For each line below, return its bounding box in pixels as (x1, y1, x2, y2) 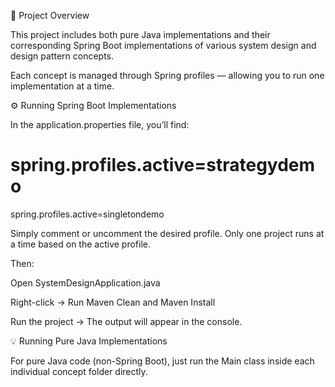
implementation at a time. (10, 80, 115, 92)
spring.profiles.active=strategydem (10, 154, 316, 177)
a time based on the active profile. (10, 238, 152, 250)
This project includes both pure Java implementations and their (10, 29, 271, 40)
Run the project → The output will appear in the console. (10, 315, 243, 327)
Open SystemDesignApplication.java (10, 276, 161, 289)
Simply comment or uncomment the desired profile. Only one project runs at (10, 227, 325, 239)
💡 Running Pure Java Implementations (10, 335, 168, 347)
